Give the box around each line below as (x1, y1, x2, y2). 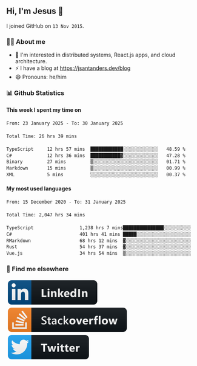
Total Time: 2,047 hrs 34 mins (6, 212, 85, 218)
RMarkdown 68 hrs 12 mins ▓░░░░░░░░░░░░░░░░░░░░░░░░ (6, 238, 191, 244)
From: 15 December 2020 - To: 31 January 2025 (6, 199, 126, 205)
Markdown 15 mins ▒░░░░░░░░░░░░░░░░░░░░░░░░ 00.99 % (6, 165, 186, 171)
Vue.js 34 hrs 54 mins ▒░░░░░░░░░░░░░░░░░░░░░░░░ (6, 250, 191, 257)
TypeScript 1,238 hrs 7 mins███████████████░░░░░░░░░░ (6, 224, 191, 231)
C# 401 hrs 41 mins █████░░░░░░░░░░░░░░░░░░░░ (6, 231, 191, 237)
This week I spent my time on (6, 106, 82, 113)
